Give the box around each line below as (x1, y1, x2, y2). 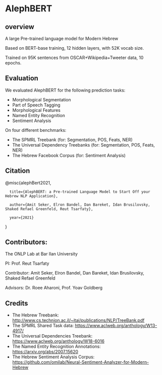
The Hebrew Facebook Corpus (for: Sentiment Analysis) (12, 152, 126, 158)
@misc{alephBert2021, (5, 180, 52, 186)
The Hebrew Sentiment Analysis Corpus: (12, 354, 95, 360)
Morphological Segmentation (12, 96, 71, 102)
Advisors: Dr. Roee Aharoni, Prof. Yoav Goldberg (5, 285, 103, 291)
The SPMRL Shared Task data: (12, 323, 74, 329)
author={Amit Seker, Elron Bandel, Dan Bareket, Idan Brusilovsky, (9, 202, 151, 207)
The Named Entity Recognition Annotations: (12, 344, 101, 349)
